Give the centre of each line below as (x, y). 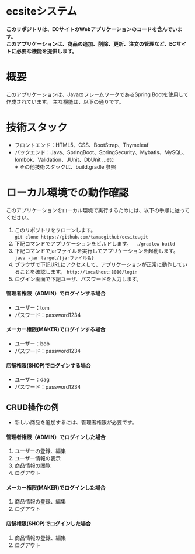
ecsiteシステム (42, 11)
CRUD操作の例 (32, 407)
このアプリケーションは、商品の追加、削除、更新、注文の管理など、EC (91, 43)
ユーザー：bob (32, 344)
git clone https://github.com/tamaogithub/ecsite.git (81, 237)
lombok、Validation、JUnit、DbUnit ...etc (64, 159)
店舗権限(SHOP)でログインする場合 (49, 365)
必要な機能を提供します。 (47, 51)
